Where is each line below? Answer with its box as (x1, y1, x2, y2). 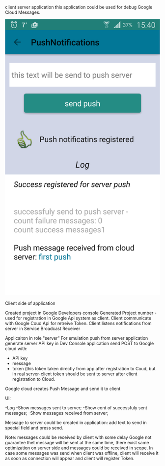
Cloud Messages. (5, 9, 41, 15)
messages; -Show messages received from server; (5, 410, 109, 416)
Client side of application (5, 300, 55, 306)
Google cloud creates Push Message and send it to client (5, 386, 121, 392)
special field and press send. (5, 425, 63, 430)
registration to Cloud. (12, 376, 55, 382)
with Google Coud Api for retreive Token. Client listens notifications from (5, 321, 152, 326)
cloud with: (5, 346, 28, 352)
